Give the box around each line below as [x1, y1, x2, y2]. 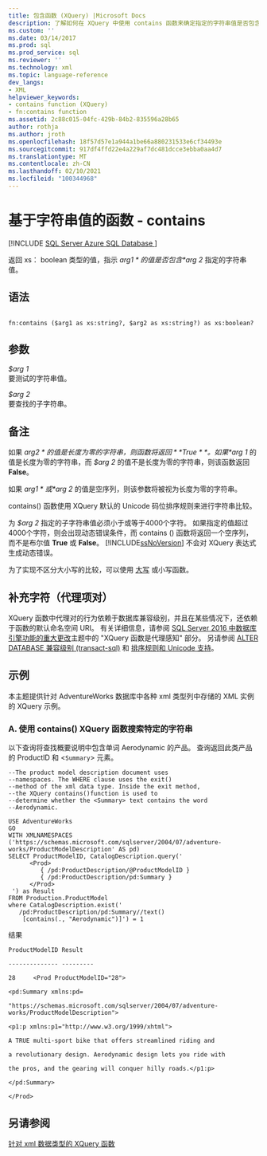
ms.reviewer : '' [8, 57, 62, 65]
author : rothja [8, 123, 59, 131]
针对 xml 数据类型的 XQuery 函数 [8, 1138, 115, 1148]
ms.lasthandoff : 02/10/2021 [8, 167, 102, 175]
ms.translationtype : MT [8, 152, 87, 160]
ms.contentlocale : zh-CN [8, 160, 91, 168]
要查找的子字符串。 [8, 399, 72, 409]
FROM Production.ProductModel [8, 895, 109, 902]
